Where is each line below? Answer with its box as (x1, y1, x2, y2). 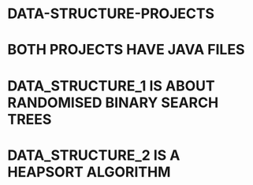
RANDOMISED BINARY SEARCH (7, 94, 219, 111)
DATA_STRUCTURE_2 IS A (7, 146, 180, 164)
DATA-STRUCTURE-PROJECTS (7, 5, 214, 23)
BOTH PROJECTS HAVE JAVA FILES (7, 41, 245, 59)
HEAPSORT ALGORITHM (7, 163, 171, 181)
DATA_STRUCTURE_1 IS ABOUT (7, 76, 215, 94)
